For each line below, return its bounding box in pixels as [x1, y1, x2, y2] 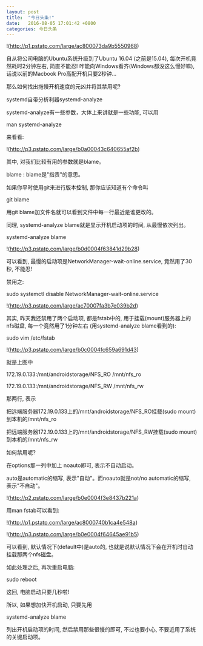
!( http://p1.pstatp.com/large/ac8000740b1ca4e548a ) [6, 519, 138, 527]
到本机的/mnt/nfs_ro [6, 416, 57, 423]
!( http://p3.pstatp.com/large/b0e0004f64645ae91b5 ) [6, 531, 139, 538]
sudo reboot [6, 576, 37, 583]
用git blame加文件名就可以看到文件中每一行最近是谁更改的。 [6, 209, 157, 216]
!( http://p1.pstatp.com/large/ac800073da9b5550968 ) [6, 42, 139, 50]
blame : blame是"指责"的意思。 [6, 171, 84, 178]
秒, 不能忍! [6, 265, 32, 273]
